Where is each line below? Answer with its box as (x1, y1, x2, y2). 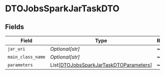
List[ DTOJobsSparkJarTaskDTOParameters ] (50, 62, 152, 68)
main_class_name (7, 54, 46, 60)
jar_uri (7, 46, 26, 52)
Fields (5, 23, 25, 31)
